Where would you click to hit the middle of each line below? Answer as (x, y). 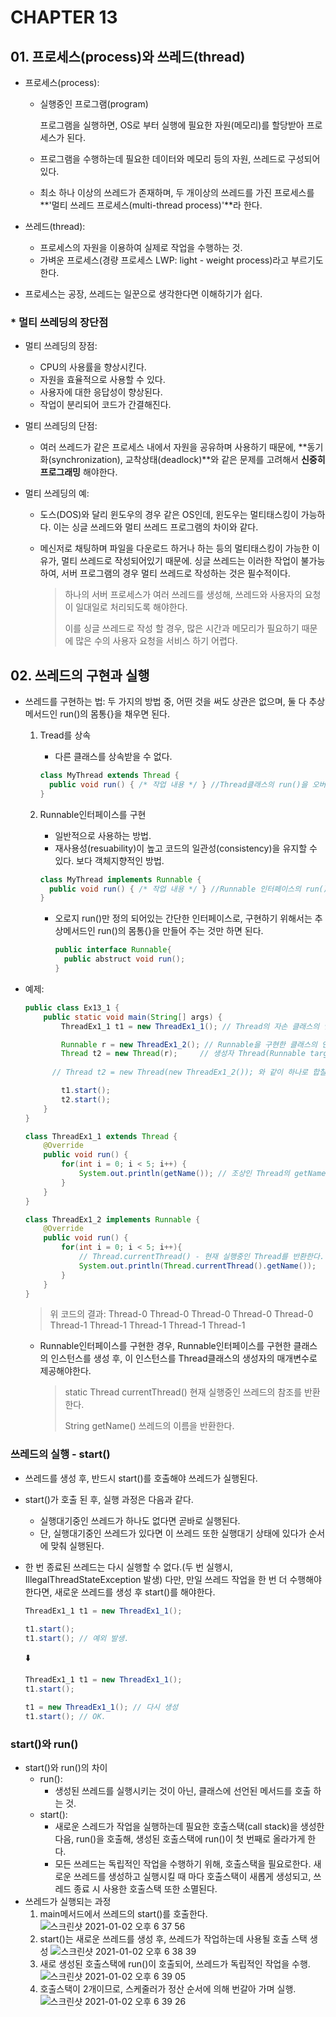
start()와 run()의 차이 (66, 1768)
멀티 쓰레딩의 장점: (61, 346)
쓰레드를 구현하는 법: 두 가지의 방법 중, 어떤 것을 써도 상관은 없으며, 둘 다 (165, 702)
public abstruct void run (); (124, 959)
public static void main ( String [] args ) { (133, 1017)
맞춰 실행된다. (77, 1545)
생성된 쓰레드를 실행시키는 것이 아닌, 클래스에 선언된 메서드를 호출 (183, 1791)
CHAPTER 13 (64, 17)
